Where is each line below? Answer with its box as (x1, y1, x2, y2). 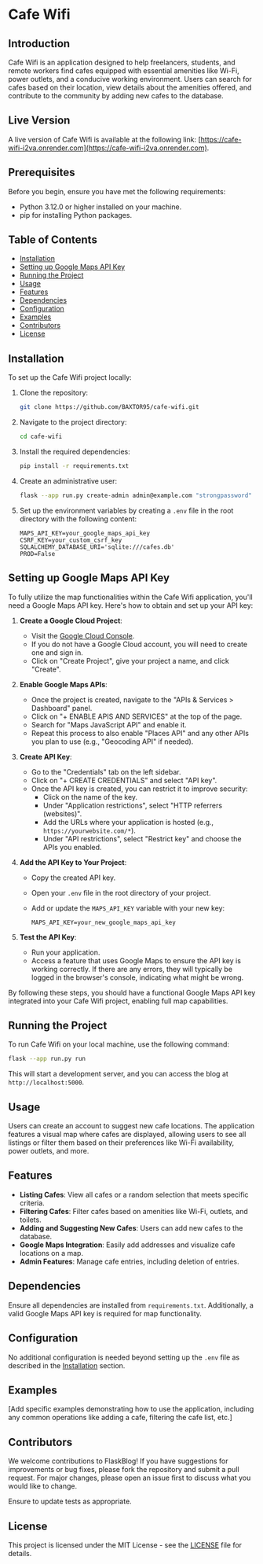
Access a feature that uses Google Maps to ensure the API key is (31, 955, 242, 965)
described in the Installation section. (8, 1360, 126, 1370)
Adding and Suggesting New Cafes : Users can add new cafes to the (19, 1223, 243, 1232)
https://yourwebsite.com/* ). (42, 826, 136, 835)
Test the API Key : (19, 932, 77, 941)
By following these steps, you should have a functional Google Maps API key (8, 988, 256, 997)
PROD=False (19, 550, 56, 558)
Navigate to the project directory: (19, 418, 127, 427)
